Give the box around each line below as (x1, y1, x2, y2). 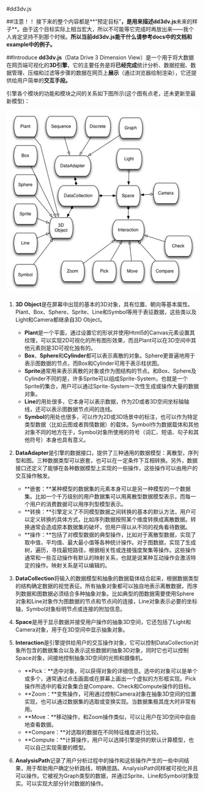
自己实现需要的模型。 (35, 744, 89, 751)
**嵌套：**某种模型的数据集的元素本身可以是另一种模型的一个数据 (24, 485, 191, 492)
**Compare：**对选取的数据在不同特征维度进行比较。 (24, 729, 162, 736)
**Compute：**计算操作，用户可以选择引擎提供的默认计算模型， (24, 736, 189, 743)
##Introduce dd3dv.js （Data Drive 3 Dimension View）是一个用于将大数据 (6, 54, 195, 61)
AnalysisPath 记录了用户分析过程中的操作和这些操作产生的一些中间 (15, 757, 184, 764)
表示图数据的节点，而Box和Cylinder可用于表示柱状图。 (24, 359, 163, 367)
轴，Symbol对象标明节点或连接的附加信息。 (15, 606, 126, 613)
